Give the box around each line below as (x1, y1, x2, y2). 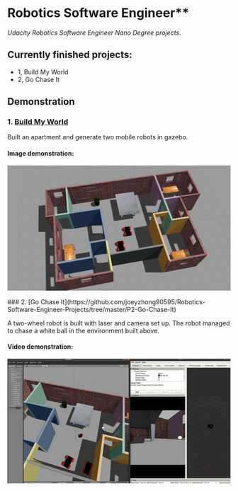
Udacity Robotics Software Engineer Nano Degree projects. (7, 28, 182, 37)
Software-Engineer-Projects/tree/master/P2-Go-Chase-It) (7, 305, 177, 313)
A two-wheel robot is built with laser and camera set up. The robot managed (7, 318, 230, 327)
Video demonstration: (7, 342, 74, 351)
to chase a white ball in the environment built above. (7, 326, 159, 335)
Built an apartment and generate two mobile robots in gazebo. (7, 133, 188, 141)
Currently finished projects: (7, 49, 132, 61)
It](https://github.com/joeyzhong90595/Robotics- (60, 297, 206, 306)
